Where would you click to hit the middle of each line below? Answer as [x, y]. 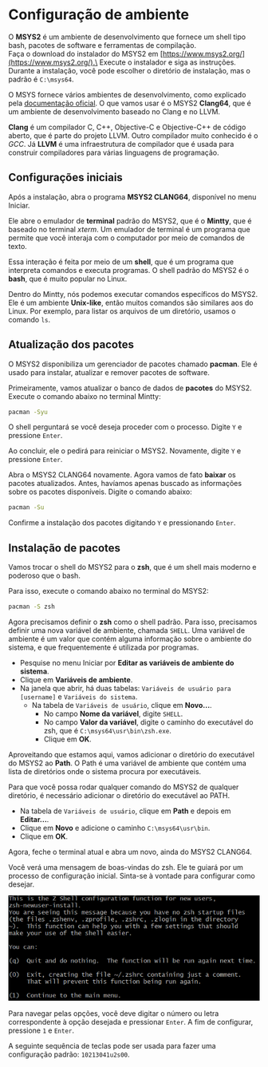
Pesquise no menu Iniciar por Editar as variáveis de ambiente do [127, 663]
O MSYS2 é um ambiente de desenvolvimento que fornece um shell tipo [127, 37]
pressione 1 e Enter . [41, 1030]
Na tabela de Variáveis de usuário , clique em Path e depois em [125, 811]
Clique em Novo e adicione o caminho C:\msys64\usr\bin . [115, 828]
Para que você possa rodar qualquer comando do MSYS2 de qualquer [124, 787]
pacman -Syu [28, 412]
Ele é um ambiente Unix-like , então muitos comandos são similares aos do [131, 302]
